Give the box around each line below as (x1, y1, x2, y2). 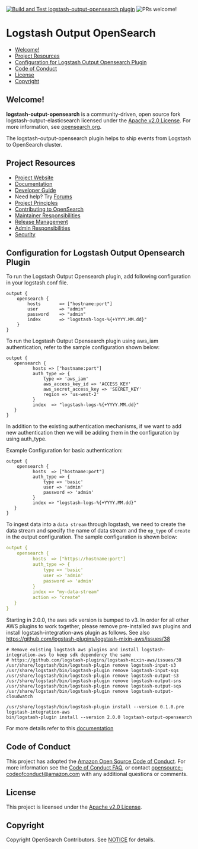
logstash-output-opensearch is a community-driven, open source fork (6, 110, 181, 118)
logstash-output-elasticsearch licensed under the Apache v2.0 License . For (6, 116, 191, 124)
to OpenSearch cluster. (6, 141, 62, 148)
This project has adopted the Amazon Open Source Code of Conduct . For (6, 758, 186, 765)
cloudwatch (6, 693, 33, 699)
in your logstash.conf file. (6, 279, 68, 286)
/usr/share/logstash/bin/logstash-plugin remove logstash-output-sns (6, 677, 182, 684)
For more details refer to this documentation (6, 724, 114, 731)
